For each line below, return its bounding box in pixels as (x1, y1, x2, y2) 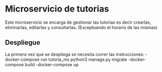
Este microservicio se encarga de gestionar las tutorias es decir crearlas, (5, 19, 151, 25)
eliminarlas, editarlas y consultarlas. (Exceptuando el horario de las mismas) (5, 24, 158, 30)
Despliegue (5, 39, 40, 47)
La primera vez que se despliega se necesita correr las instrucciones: (5, 51, 144, 57)
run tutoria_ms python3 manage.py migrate (40, 57, 127, 62)
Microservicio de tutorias (5, 3, 109, 14)
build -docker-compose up (25, 61, 79, 67)
